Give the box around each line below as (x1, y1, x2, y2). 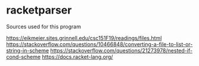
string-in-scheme (6, 47, 49, 54)
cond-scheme (6, 53, 41, 60)
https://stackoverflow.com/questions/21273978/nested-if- (50, 47, 192, 54)
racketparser (6, 4, 72, 17)
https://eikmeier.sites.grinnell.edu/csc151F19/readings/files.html (6, 34, 162, 41)
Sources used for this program (6, 23, 82, 30)
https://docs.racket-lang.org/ (41, 53, 113, 60)
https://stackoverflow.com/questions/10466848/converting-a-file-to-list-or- (6, 41, 193, 48)
